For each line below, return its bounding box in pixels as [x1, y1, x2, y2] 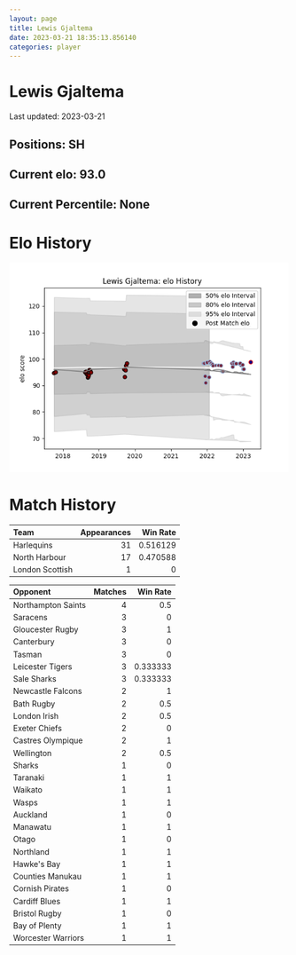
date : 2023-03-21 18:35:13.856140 [9, 33, 137, 42]
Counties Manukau [12, 871, 82, 882]
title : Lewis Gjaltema [9, 23, 93, 33]
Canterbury [12, 636, 55, 647]
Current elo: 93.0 [9, 167, 106, 182]
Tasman [12, 649, 43, 659]
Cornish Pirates [12, 883, 69, 894]
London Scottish [12, 564, 74, 575]
